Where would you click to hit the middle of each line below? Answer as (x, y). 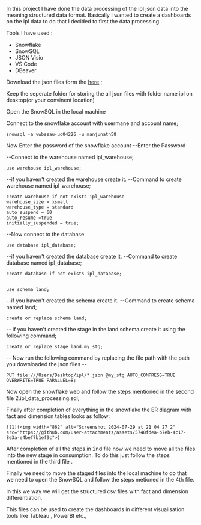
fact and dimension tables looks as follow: (58, 416)
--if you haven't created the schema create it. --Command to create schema (100, 301)
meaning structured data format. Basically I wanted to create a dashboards (99, 15)
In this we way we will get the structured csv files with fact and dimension (97, 491)
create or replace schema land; (46, 318)
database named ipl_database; (44, 263)
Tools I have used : (29, 33)
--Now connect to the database (45, 234)
